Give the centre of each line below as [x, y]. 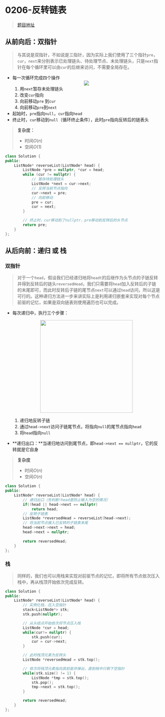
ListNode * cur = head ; [46, 628]
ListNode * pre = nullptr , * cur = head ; [64, 170]
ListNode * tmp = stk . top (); [60, 678]
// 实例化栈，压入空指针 [45, 605]
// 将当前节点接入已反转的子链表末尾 [56, 523]
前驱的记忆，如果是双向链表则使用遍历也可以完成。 [69, 303]
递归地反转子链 [35, 420]
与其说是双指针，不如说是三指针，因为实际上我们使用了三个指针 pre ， [87, 54]
